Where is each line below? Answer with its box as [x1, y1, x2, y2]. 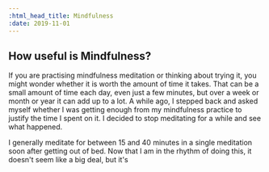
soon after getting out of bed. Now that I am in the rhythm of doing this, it [8, 146, 252, 156]
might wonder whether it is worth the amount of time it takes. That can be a [8, 79, 259, 89]
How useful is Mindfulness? [8, 49, 152, 63]
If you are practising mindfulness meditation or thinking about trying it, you [8, 70, 257, 81]
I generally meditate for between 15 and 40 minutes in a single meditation [8, 138, 253, 148]
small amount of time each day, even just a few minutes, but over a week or [8, 88, 260, 98]
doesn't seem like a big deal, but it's [8, 155, 128, 165]
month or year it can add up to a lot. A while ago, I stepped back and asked [8, 96, 258, 106]
